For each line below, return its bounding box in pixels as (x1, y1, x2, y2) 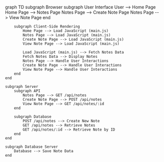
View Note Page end (9, 15, 51, 20)
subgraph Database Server (5, 144, 58, 149)
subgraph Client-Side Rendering (14, 24, 80, 29)
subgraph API (14, 88, 41, 93)
